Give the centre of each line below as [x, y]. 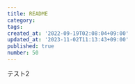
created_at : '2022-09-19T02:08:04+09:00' [68, 33]
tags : [15, 27]
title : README [28, 14]
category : [22, 20]
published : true [31, 46]
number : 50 [23, 53]
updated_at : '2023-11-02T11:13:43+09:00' [68, 40]
